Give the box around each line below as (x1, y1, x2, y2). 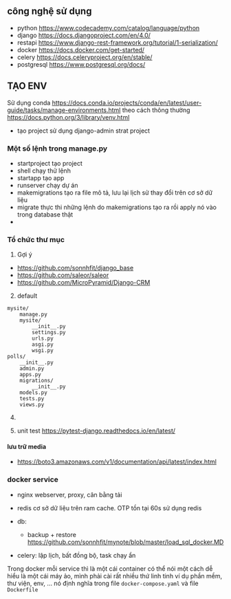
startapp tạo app (16, 173, 65, 182)
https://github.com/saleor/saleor (16, 271, 109, 279)
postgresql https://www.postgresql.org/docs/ (16, 60, 146, 68)
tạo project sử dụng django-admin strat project (16, 127, 150, 135)
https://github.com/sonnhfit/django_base (16, 264, 134, 272)
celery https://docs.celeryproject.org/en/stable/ (16, 53, 153, 61)
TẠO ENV (7, 80, 47, 92)
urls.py (32, 335, 54, 342)
